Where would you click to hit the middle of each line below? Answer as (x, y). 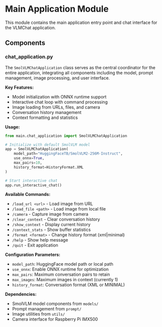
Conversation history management (47, 112)
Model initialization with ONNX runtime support (59, 96)
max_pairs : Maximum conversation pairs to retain (61, 274)
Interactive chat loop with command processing (60, 102)
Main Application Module (57, 9)
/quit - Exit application (35, 245)
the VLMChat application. (30, 27)
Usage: (13, 127)
